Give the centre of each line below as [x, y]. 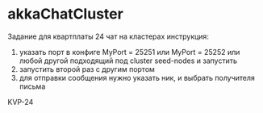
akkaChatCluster [66, 14]
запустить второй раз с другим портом [87, 69]
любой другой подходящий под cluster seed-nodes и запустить [128, 61]
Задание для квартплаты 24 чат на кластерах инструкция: [108, 36]
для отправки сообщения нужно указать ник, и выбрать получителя [137, 77]
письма [32, 86]
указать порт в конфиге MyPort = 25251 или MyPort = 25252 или [129, 52]
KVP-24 [21, 102]
